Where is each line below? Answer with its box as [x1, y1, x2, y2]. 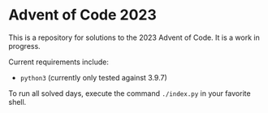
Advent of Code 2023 [8, 6, 157, 24]
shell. [8, 97, 27, 106]
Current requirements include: [8, 57, 110, 67]
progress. [8, 41, 41, 50]
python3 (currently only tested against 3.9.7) [19, 72, 168, 82]
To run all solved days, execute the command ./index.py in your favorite [8, 88, 251, 98]
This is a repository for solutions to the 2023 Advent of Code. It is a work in [8, 33, 260, 42]
